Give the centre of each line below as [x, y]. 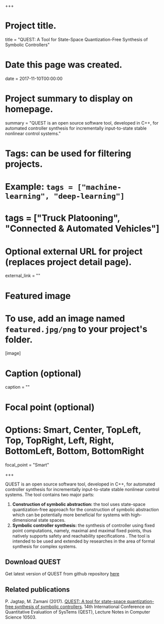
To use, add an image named [65, 318]
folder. [19, 339]
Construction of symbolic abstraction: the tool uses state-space [79, 504]
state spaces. [52, 520]
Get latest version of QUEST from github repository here [62, 574]
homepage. [29, 109]
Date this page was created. [64, 65]
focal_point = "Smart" [27, 465]
